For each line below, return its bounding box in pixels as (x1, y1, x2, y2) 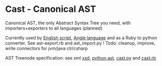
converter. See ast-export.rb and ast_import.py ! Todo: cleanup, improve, (5, 40, 155, 46)
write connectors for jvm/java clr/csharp (5, 45, 88, 51)
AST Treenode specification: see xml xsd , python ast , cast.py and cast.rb (5, 55, 156, 61)
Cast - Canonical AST (5, 3, 96, 15)
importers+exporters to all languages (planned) (5, 25, 102, 31)
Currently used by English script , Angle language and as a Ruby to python (5, 35, 157, 41)
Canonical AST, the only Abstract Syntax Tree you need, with (5, 20, 131, 26)
